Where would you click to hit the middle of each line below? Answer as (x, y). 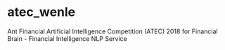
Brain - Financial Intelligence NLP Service (67, 38)
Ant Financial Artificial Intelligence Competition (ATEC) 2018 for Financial (112, 31)
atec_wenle (41, 12)
